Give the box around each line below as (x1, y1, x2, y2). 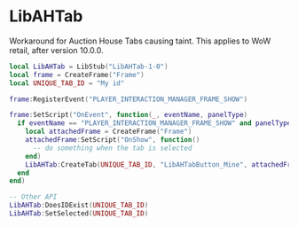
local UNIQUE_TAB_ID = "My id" (9, 78, 125, 88)
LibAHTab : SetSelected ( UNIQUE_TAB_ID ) (9, 209, 149, 218)
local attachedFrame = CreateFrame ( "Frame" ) (25, 127, 192, 137)
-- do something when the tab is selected (32, 144, 192, 153)
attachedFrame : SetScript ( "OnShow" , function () (25, 136, 200, 145)
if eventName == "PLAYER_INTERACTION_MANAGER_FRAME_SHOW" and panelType (17, 119, 292, 128)
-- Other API (9, 192, 58, 201)
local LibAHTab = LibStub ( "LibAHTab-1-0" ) (9, 62, 169, 71)
